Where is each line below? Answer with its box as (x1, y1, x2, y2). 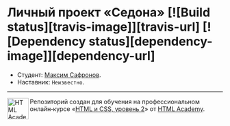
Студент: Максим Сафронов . (16, 70, 101, 79)
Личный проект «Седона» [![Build (7, 5, 211, 20)
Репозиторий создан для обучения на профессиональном (29, 97, 200, 106)
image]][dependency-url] (7, 48, 155, 64)
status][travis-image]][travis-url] (7, 19, 201, 35)
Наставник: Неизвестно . (16, 78, 85, 86)
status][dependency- (88, 34, 213, 49)
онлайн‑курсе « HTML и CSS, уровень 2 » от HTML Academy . (29, 104, 205, 113)
